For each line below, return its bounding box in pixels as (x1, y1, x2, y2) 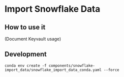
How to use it (4, 23, 46, 31)
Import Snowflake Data (4, 3, 100, 15)
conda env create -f (4, 63, 47, 68)
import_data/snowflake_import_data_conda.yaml (4, 67, 102, 72)
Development (4, 50, 47, 58)
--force (103, 67, 120, 72)
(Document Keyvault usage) (4, 36, 61, 42)
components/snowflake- (48, 63, 95, 68)
